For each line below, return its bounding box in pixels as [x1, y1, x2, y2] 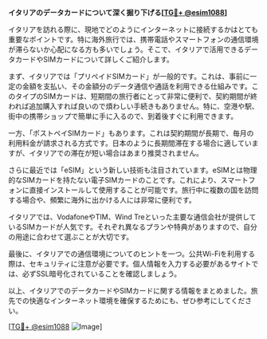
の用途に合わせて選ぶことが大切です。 [8, 232, 134, 242]
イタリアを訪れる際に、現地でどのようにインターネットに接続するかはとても [8, 25, 259, 34]
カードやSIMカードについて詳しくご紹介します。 [14, 55, 174, 64]
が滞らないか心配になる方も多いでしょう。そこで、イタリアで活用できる [8, 45, 245, 54]
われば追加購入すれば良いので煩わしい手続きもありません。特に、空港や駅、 [8, 101, 259, 111]
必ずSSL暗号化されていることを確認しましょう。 [22, 269, 182, 278]
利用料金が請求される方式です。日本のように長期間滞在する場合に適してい [8, 139, 253, 148]
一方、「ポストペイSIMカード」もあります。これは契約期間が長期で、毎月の [8, 128, 254, 138]
